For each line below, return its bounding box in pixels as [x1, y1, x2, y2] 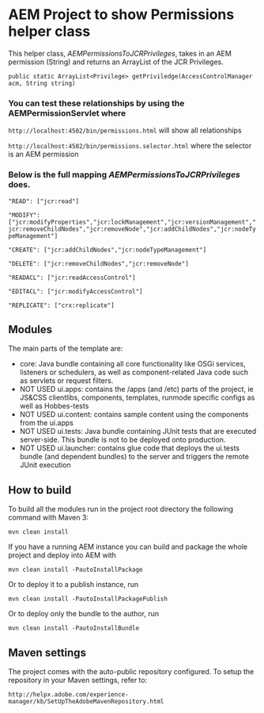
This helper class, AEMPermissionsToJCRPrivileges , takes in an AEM [8, 48, 232, 58]
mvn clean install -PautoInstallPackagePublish [8, 595, 168, 604]
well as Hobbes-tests [19, 401, 89, 411]
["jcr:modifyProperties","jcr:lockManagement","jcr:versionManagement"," [8, 218, 257, 226]
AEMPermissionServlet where [8, 107, 126, 118]
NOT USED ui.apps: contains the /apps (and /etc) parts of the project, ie [19, 385, 255, 394]
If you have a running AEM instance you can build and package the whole [8, 542, 248, 552]
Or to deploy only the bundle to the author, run [8, 609, 160, 619]
